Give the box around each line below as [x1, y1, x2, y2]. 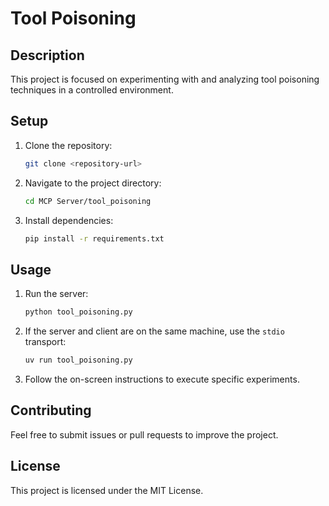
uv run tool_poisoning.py [24, 355, 133, 366]
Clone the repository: [24, 139, 113, 151]
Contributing [10, 402, 92, 419]
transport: [24, 336, 67, 348]
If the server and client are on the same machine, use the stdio [24, 325, 285, 337]
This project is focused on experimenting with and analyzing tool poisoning [10, 73, 320, 85]
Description [10, 47, 85, 64]
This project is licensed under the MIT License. [10, 484, 204, 496]
